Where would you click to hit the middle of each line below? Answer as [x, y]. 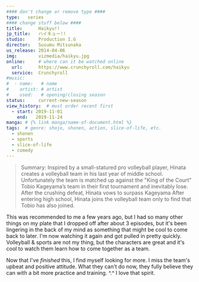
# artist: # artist [34, 89]
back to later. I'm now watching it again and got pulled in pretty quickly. [94, 235]
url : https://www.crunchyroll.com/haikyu [71, 67]
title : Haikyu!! [33, 28]
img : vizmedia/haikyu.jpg [48, 56]
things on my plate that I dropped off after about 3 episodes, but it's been [97, 223]
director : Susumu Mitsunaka [44, 45]
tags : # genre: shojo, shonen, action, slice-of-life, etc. [84, 128]
